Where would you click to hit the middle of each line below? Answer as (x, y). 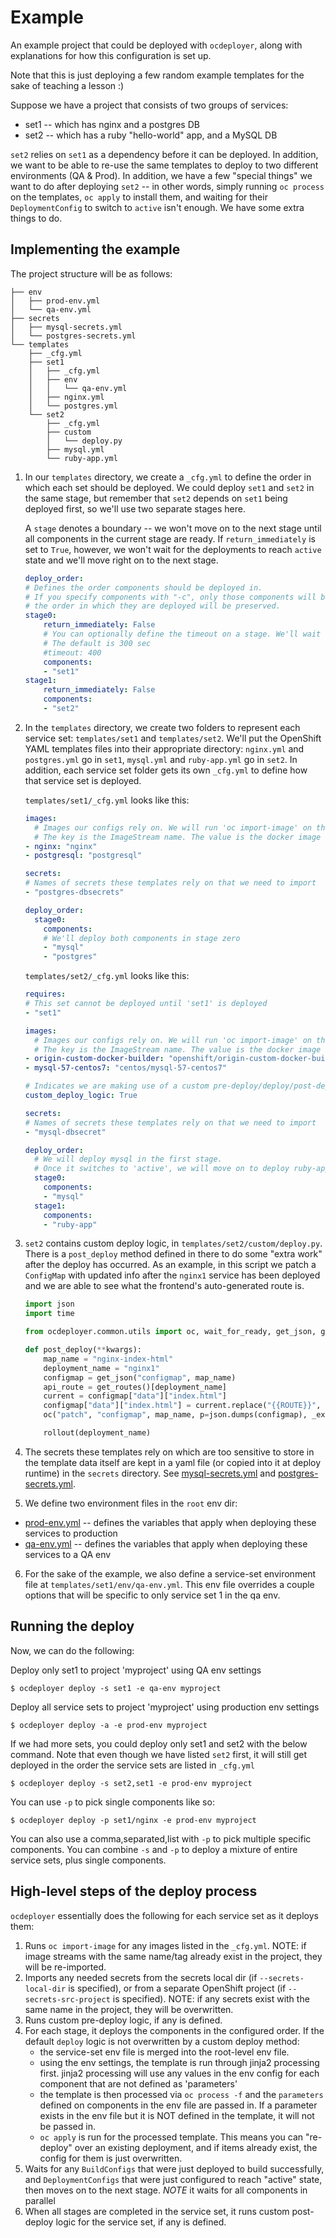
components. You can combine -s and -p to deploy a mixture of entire (154, 1849)
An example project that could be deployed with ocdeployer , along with (156, 45)
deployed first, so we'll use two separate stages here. (135, 508)
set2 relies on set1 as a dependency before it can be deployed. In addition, (164, 154)
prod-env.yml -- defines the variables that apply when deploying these (170, 1522)
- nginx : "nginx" (61, 846)
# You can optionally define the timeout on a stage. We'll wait (182, 634)
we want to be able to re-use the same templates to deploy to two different (164, 165)
